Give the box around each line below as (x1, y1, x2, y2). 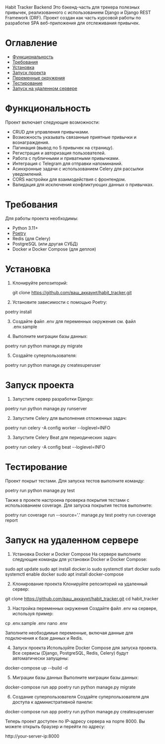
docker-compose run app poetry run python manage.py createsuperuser (5, 708, 154, 714)
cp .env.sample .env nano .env (5, 620, 68, 626)
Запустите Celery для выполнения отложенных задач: (12, 415, 127, 421)
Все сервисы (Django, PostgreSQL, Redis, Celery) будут (12, 650, 129, 656)
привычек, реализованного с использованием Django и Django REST (5, 9, 151, 15)
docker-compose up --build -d (5, 665, 68, 671)
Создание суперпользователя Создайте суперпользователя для (12, 693, 150, 699)
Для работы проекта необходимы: (5, 215, 78, 221)
